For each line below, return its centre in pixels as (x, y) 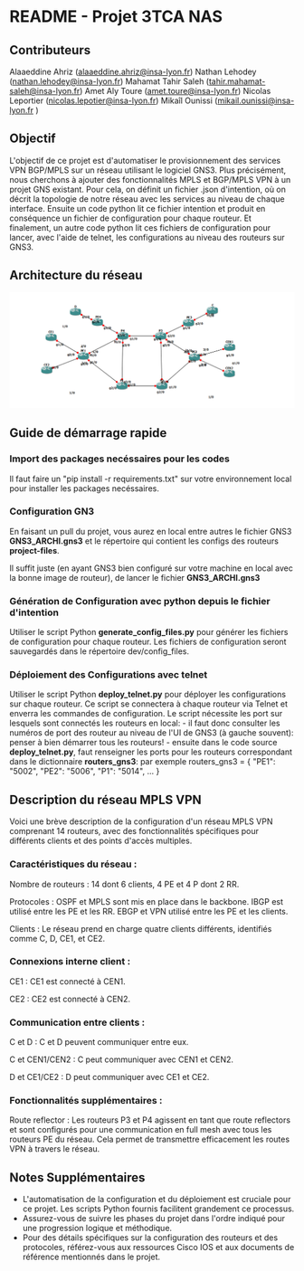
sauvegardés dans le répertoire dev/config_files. (100, 651)
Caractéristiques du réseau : (73, 864)
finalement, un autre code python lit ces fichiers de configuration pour (140, 227)
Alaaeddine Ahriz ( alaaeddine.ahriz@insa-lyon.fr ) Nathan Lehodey (133, 71)
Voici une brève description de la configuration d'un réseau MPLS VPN (141, 821)
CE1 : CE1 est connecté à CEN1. (67, 981)
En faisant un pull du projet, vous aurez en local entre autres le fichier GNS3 (151, 531)
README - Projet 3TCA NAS (116, 17)
